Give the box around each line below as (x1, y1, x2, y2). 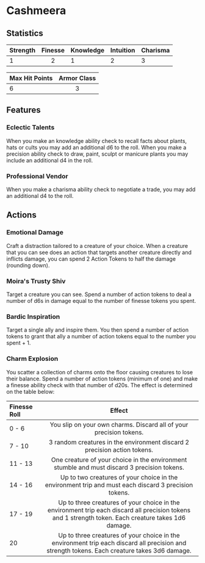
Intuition (110, 46, 135, 54)
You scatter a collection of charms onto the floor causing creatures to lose (6, 368, 193, 376)
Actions (6, 210, 37, 220)
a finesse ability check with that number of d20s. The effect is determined (6, 381, 193, 388)
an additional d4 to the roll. (6, 192, 74, 199)
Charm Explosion (6, 355, 59, 363)
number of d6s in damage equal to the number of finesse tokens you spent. (6, 297, 196, 304)
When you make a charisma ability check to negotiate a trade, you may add (6, 186, 196, 193)
